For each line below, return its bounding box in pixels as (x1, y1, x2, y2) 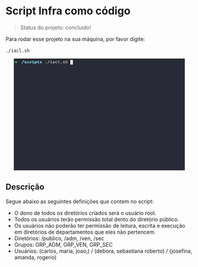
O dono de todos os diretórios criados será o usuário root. (14, 209, 157, 216)
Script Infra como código (5, 4, 131, 18)
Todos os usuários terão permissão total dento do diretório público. (14, 216, 180, 223)
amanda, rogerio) (14, 253, 57, 260)
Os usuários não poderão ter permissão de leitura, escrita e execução (14, 222, 186, 229)
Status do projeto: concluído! (20, 24, 92, 31)
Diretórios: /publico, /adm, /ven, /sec (14, 234, 105, 242)
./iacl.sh (5, 48, 30, 54)
